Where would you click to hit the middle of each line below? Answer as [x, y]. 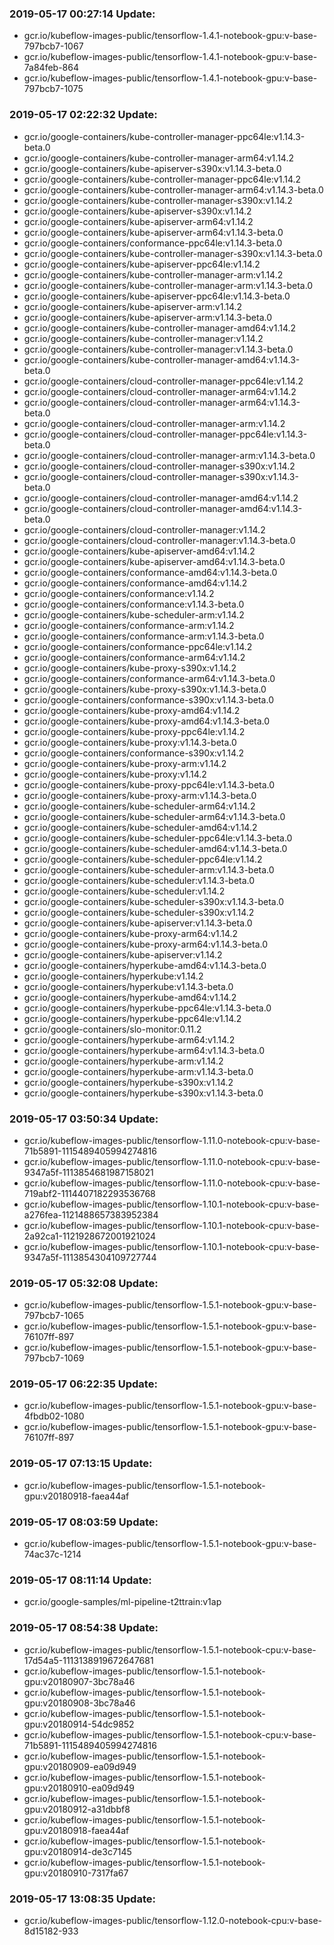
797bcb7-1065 [53, 1316]
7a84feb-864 [51, 68]
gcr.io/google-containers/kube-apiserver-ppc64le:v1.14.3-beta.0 [157, 296]
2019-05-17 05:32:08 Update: [84, 1283]
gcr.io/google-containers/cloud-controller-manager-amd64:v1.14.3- [163, 508]
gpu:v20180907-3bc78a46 [79, 1681]
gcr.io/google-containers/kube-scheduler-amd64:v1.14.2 [140, 827]
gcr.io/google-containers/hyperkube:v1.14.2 [113, 976]
